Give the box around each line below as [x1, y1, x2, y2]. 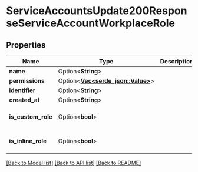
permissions [9, 77, 45, 85]
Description [160, 58, 194, 65]
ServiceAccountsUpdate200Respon [6, 4, 187, 18]
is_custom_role [9, 113, 53, 121]
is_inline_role [9, 137, 47, 145]
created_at [9, 96, 40, 104]
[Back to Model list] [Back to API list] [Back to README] [6, 160, 141, 166]
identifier [9, 86, 35, 95]
